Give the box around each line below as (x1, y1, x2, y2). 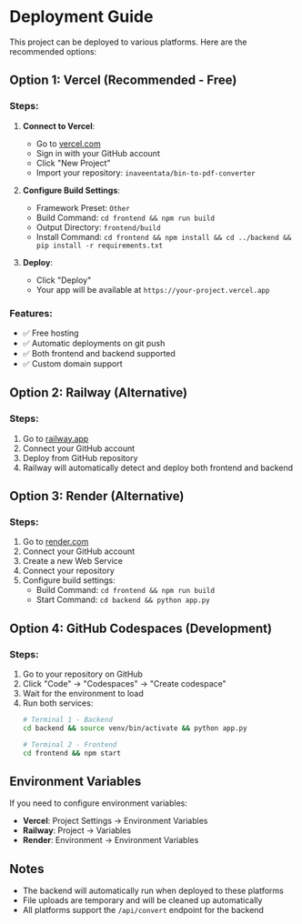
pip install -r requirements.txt (35, 241, 164, 250)
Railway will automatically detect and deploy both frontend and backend (22, 462, 294, 473)
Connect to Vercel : (22, 120, 96, 131)
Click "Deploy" (35, 275, 92, 286)
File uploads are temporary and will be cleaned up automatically (22, 895, 263, 906)
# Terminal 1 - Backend (22, 715, 114, 724)
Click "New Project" (35, 157, 111, 168)
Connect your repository (22, 566, 116, 577)
